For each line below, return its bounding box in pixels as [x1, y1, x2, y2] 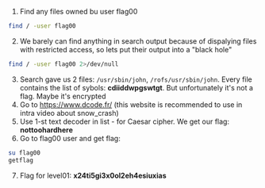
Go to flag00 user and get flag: [19, 133, 121, 143]
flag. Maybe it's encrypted [19, 91, 106, 101]
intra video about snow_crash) [19, 108, 119, 117]
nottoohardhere [19, 125, 74, 134]
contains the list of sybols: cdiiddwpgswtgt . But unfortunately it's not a [19, 82, 254, 92]
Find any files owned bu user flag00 [19, 7, 138, 16]
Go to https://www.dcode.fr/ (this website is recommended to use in [19, 99, 243, 109]
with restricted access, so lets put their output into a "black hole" [19, 44, 232, 54]
